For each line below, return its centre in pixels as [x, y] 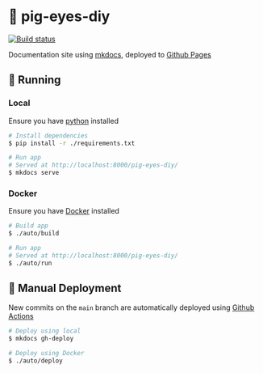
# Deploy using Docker [46, 354]
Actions [21, 316]
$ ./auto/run [30, 263]
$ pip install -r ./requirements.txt [72, 143]
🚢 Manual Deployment [65, 288]
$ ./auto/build [34, 234]
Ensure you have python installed [64, 121]
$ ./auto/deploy [35, 361]
